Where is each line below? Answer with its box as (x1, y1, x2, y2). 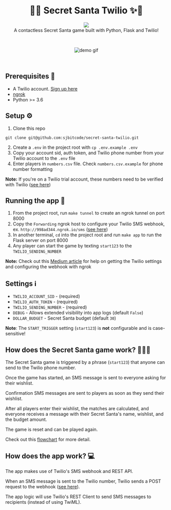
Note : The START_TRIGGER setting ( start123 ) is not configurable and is (5, 325, 152, 331)
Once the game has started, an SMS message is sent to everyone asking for (5, 375, 166, 380)
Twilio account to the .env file (12, 155, 75, 161)
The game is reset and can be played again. (5, 427, 98, 432)
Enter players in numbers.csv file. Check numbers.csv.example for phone (12, 161, 163, 167)
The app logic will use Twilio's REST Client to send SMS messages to (5, 494, 151, 500)
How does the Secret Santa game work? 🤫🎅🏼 (5, 345, 151, 354)
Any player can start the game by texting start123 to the (12, 243, 132, 249)
